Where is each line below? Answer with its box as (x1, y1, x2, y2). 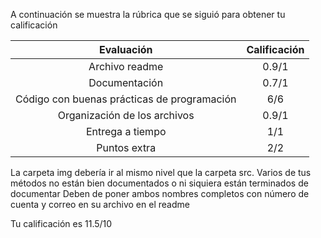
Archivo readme (88, 60, 164, 73)
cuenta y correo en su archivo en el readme (10, 199, 190, 210)
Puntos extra (96, 141, 157, 154)
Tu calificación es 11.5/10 (10, 218, 113, 229)
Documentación (88, 76, 164, 89)
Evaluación (98, 43, 153, 56)
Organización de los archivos (57, 109, 195, 122)
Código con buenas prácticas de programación (15, 92, 237, 106)
